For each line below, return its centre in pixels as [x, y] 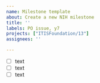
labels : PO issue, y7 [33, 28]
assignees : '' [24, 39]
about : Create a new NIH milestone [50, 17]
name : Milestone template [38, 12]
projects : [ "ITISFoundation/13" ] [48, 34]
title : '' [18, 23]
